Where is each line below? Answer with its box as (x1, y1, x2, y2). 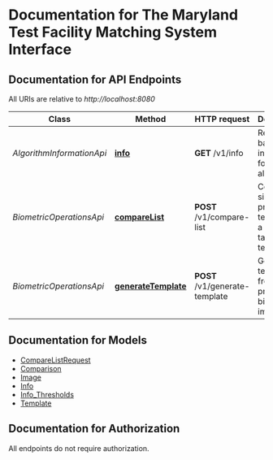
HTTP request (194, 114, 250, 124)
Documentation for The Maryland (8, 6, 238, 24)
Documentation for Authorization (8, 422, 180, 436)
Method (135, 114, 167, 124)
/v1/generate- (194, 280, 250, 292)
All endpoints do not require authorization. (8, 443, 149, 453)
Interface (8, 41, 71, 59)
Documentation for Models (8, 333, 148, 347)
